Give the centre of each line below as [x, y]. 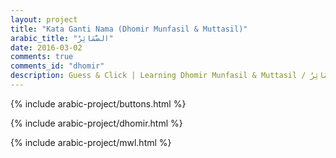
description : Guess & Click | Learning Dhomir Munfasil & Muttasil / [158, 76]
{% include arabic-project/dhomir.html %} [96, 123]
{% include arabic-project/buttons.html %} [98, 103]
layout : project [44, 19]
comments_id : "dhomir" [57, 66]
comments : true [42, 57]
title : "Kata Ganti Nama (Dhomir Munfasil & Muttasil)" [129, 29]
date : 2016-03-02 [46, 47]
